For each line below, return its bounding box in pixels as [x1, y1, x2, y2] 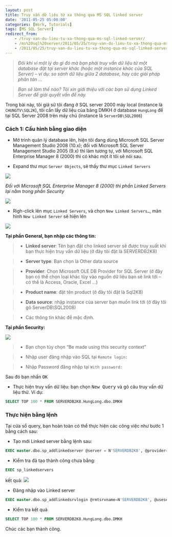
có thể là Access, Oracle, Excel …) [25, 279, 98, 285]
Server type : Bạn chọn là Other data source [25, 258, 118, 264]
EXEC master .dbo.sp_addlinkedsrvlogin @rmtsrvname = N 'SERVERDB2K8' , [5, 497, 153, 502]
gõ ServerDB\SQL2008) [25, 304, 76, 311]
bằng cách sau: [5, 428, 38, 434]
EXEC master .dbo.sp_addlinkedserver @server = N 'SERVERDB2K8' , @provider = [5, 448, 168, 453]
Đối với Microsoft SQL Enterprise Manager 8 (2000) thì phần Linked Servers [5, 183, 166, 189]
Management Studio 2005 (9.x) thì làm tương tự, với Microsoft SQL [12, 147, 154, 154]
